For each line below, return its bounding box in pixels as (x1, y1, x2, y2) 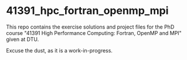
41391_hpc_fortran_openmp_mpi (6, 4, 169, 17)
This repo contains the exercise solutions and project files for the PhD (6, 23, 175, 30)
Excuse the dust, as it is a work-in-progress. (6, 47, 113, 54)
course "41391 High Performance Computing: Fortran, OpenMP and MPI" (6, 29, 182, 36)
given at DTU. (6, 36, 39, 43)
